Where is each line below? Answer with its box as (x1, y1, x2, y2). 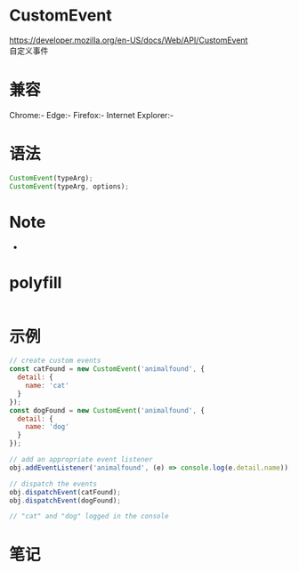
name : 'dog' (25, 422, 69, 431)
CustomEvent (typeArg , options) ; (9, 181, 129, 191)
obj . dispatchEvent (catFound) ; (9, 487, 122, 496)
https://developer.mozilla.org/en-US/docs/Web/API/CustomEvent (9, 35, 248, 45)
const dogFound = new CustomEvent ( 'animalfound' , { (9, 406, 205, 414)
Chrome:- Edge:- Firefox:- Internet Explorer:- (9, 109, 174, 120)
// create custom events (9, 357, 101, 366)
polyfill (9, 272, 62, 293)
